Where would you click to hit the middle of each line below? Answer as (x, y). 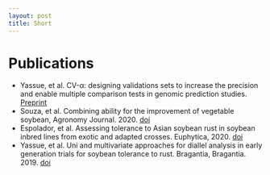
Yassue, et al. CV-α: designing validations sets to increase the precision (139, 85)
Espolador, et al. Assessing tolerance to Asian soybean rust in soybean (137, 128)
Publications (51, 63)
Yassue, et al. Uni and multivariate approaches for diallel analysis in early (141, 145)
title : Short (30, 23)
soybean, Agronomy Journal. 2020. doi (85, 120)
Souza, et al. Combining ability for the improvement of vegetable (127, 111)
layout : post (30, 16)
